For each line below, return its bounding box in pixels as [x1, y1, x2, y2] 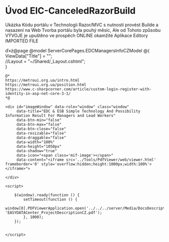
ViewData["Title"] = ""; [5, 53, 52, 59]
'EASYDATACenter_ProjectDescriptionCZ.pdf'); [5, 210, 102, 215]
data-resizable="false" [16, 131, 66, 136]
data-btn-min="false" [16, 117, 62, 123]
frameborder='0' [5, 161, 39, 166]
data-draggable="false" [16, 135, 66, 140]
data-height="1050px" [16, 144, 62, 149]
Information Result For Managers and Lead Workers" [5, 113, 116, 118]
